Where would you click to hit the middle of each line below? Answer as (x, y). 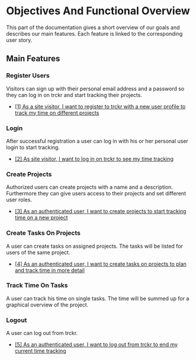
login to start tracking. (33, 147)
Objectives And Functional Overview (98, 11)
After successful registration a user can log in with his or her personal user (97, 141)
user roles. (19, 200)
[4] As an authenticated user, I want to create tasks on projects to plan (100, 264)
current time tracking (40, 351)
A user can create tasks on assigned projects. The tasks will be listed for (95, 246)
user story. (19, 40)
